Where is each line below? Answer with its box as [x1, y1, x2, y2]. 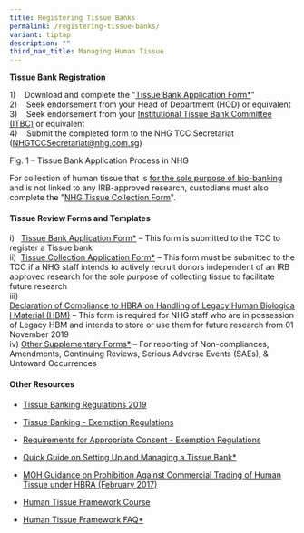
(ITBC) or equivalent [9, 119, 85, 130]
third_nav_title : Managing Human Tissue [9, 47, 165, 56]
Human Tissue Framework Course [22, 496, 151, 508]
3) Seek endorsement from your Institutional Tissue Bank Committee [9, 109, 272, 120]
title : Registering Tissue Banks [9, 13, 136, 23]
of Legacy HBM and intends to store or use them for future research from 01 [9, 319, 294, 331]
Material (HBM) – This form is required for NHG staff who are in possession [13, 310, 295, 321]
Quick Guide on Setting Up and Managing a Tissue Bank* [22, 451, 238, 462]
